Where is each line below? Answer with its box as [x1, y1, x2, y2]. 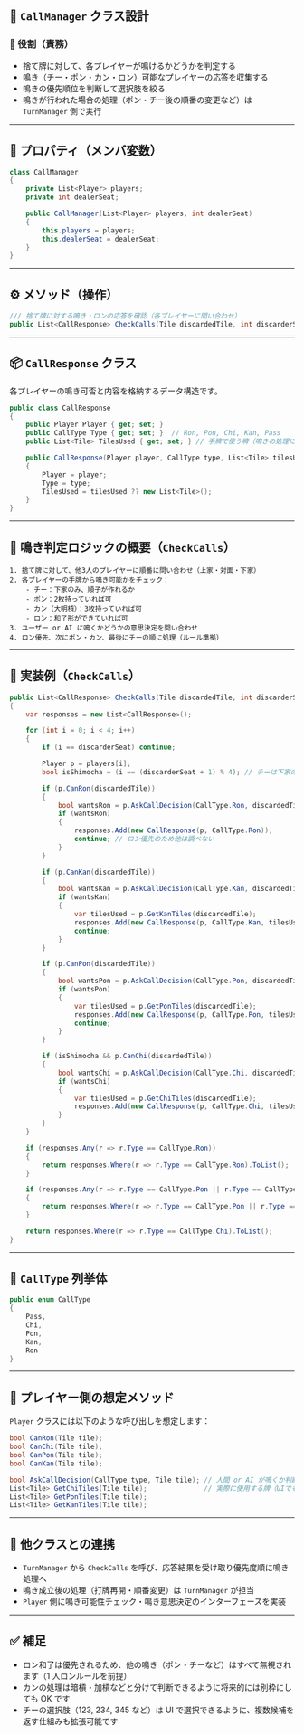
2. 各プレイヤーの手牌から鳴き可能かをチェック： [9, 575, 170, 584]
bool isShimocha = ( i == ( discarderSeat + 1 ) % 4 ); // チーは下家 [42, 767, 291, 776]
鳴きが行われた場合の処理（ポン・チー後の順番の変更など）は [22, 94, 253, 105]
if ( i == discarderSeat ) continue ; [42, 743, 176, 753]
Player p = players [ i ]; [42, 759, 131, 768]
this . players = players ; [42, 225, 136, 235]
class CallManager [9, 167, 79, 176]
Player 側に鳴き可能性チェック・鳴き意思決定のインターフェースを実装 [22, 1596, 287, 1607]
